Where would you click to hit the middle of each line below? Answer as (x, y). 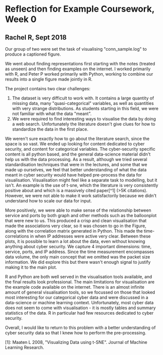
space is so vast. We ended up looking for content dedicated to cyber (75, 144)
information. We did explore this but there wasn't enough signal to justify (78, 262)
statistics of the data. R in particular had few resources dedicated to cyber (80, 313)
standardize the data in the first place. (50, 129)
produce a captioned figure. (33, 54)
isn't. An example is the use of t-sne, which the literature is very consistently (82, 185)
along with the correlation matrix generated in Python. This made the (74, 231)
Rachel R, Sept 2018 (36, 37)
